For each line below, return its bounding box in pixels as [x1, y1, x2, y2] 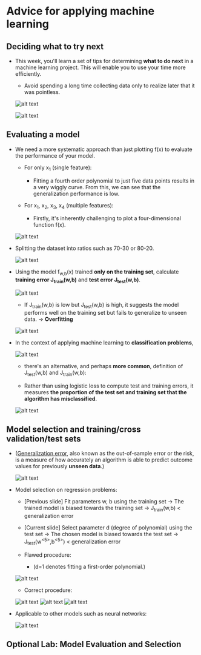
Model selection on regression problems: [15, 486, 117, 494]
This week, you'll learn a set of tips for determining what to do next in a [15, 58, 194, 64]
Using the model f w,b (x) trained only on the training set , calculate [15, 268, 179, 277]
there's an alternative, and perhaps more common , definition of [24, 362, 183, 369]
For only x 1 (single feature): [24, 164, 92, 172]
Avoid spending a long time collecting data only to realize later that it [24, 82, 195, 89]
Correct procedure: [24, 586, 73, 594]
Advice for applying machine [6, 4, 155, 18]
